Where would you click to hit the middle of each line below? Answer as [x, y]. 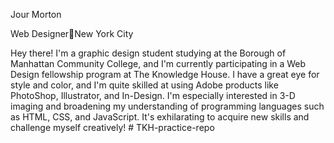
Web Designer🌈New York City [72, 33]
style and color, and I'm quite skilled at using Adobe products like [144, 85]
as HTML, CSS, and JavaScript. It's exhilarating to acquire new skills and [160, 117]
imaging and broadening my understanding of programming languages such [167, 106]
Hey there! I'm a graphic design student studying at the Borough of [148, 53]
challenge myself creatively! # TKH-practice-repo [112, 127]
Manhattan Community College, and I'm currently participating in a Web [158, 63]
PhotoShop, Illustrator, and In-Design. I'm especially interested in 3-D [153, 95]
